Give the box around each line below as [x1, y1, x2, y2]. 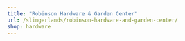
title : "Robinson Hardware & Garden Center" [7, 10, 138, 17]
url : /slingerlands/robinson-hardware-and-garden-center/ [7, 17, 178, 24]
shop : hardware [7, 23, 51, 30]
